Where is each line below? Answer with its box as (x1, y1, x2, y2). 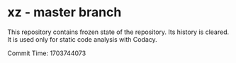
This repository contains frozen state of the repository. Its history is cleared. (7, 28, 229, 36)
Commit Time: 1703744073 (7, 49, 86, 57)
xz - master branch (7, 4, 122, 21)
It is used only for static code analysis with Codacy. (7, 35, 157, 43)
